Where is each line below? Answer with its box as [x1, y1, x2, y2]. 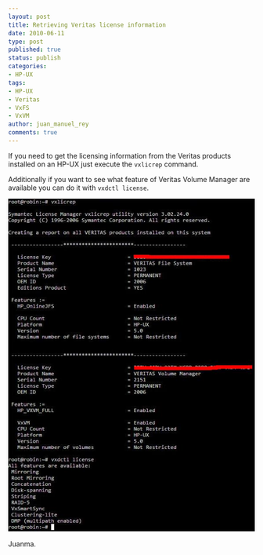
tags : [8, 79, 26, 86]
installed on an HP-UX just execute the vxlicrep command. [8, 159, 199, 169]
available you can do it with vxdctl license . [8, 183, 150, 192]
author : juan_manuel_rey [8, 120, 89, 129]
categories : [8, 63, 47, 71]
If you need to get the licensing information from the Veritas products [8, 151, 232, 160]
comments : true [8, 129, 58, 137]
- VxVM [8, 112, 30, 120]
